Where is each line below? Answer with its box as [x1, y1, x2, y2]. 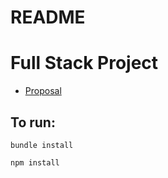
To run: [10, 114, 56, 131]
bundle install [10, 140, 74, 150]
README [10, 6, 86, 29]
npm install [10, 157, 60, 168]
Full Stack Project [10, 52, 159, 75]
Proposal [24, 85, 62, 97]
